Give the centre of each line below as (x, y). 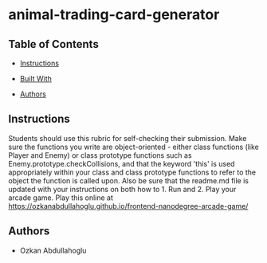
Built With (35, 79)
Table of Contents (54, 44)
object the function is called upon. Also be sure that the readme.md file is (129, 180)
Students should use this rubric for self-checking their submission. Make (128, 138)
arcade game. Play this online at (61, 198)
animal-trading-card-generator (114, 15)
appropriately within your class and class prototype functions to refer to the (132, 172)
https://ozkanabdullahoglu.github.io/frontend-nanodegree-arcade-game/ (128, 206)
